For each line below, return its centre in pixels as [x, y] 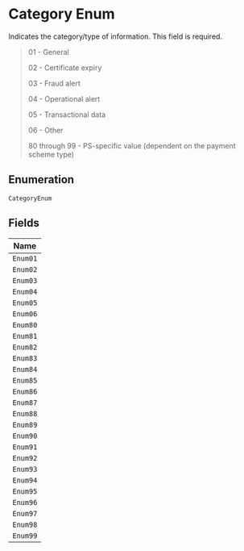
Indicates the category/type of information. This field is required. [116, 36]
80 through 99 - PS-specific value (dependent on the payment [132, 145]
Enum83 [25, 358]
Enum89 [25, 425]
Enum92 [25, 458]
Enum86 [25, 391]
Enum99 [25, 536]
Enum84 [25, 369]
